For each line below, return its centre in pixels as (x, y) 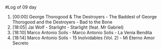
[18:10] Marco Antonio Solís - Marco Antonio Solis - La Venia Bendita (82, 32)
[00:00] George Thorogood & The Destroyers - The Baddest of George (84, 17)
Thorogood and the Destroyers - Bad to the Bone (62, 22)
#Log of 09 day (21, 7)
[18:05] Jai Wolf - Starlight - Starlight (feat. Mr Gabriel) (68, 27)
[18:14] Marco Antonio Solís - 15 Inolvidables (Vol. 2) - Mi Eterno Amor (83, 38)
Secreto (20, 43)
